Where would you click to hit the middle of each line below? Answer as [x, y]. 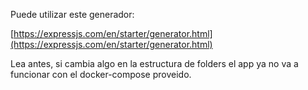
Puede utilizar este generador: [72, 14]
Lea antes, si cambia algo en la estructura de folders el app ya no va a [154, 63]
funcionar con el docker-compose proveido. [101, 74]
